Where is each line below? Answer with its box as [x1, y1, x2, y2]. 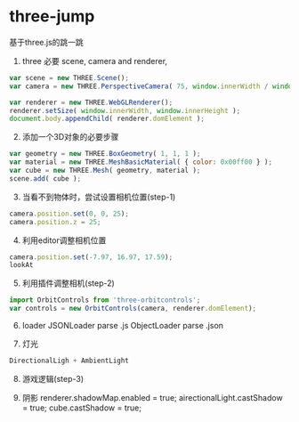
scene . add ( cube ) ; [9, 174, 82, 183]
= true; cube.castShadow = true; [21, 402, 142, 413]
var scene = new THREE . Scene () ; [9, 73, 129, 82]
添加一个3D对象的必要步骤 [21, 132, 119, 142]
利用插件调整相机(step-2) [21, 278, 116, 288]
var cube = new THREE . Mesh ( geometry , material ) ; [9, 166, 201, 175]
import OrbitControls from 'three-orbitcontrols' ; [9, 296, 201, 304]
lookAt [9, 261, 34, 270]
